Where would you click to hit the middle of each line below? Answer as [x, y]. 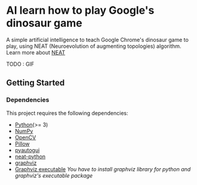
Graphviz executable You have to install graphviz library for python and [103, 169]
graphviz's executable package [54, 175]
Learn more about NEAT [36, 52]
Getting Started [36, 83]
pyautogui [27, 150]
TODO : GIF [20, 64]
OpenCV [25, 137]
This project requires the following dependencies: [67, 113]
